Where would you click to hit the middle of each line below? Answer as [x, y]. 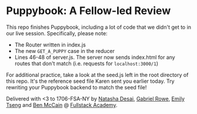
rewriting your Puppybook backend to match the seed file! [76, 87]
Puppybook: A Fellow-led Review [89, 11]
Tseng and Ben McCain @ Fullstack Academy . [62, 105]
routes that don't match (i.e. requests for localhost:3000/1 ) [86, 63]
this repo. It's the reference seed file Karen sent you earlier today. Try [90, 81]
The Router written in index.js [50, 45]
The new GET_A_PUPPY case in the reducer [65, 51]
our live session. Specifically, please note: [57, 33]
